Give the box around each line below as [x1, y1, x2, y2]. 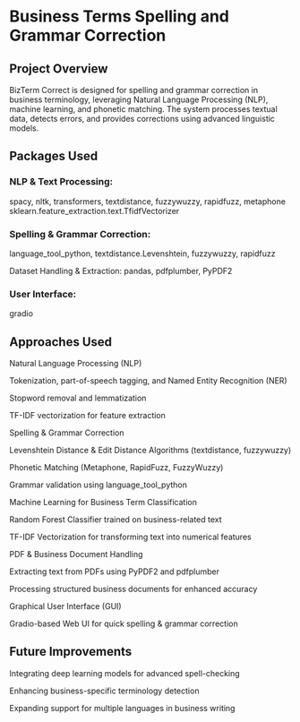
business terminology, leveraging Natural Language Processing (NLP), [9, 94, 269, 105]
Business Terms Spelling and [9, 6, 230, 27]
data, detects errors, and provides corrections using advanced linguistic [9, 114, 276, 124]
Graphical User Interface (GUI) [9, 601, 123, 612]
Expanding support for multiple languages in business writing [9, 702, 236, 713]
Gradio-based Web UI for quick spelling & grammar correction [9, 618, 239, 629]
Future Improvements [9, 644, 133, 659]
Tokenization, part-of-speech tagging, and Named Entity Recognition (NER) [9, 375, 288, 386]
